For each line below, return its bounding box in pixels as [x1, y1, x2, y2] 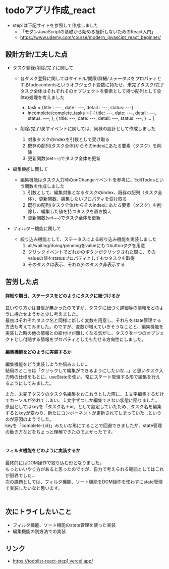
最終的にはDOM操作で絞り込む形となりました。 [5, 459, 104, 465]
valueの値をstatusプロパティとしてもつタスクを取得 [27, 255, 135, 261]
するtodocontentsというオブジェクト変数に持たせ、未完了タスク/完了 [20, 81, 164, 87]
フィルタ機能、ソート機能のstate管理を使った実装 [12, 521, 116, 528]
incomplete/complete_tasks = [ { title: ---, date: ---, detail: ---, [27, 110, 157, 116]
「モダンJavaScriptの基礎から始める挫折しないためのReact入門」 [20, 28, 156, 34]
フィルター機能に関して [12, 225, 62, 231]
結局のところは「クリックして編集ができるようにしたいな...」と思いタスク [5, 367, 159, 373]
